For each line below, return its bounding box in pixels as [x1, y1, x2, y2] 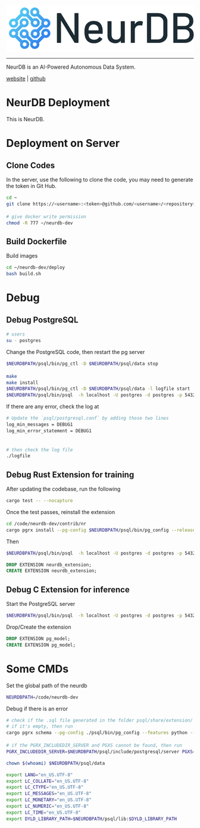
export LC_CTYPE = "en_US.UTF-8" [6, 784, 84, 790]
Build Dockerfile [6, 236, 67, 247]
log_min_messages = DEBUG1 [6, 421, 73, 427]
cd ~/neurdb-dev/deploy [6, 264, 65, 270]
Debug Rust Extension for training [6, 469, 135, 479]
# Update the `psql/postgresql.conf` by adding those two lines [6, 415, 169, 421]
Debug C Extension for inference [6, 584, 130, 595]
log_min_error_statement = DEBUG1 [6, 427, 92, 434]
